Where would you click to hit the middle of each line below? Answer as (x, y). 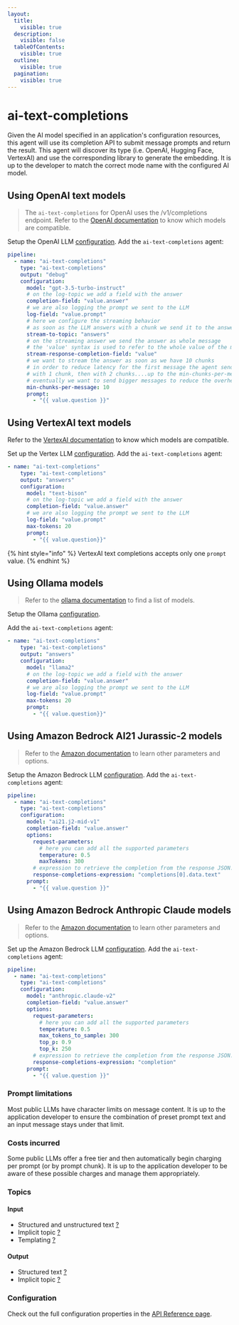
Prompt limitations (40, 1093)
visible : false (43, 41)
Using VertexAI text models (69, 422)
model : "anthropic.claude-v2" (71, 996)
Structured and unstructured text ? (68, 1225)
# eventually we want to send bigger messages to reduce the (119, 381)
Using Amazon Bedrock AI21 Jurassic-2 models (115, 736)
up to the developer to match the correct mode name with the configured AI (118, 165)
